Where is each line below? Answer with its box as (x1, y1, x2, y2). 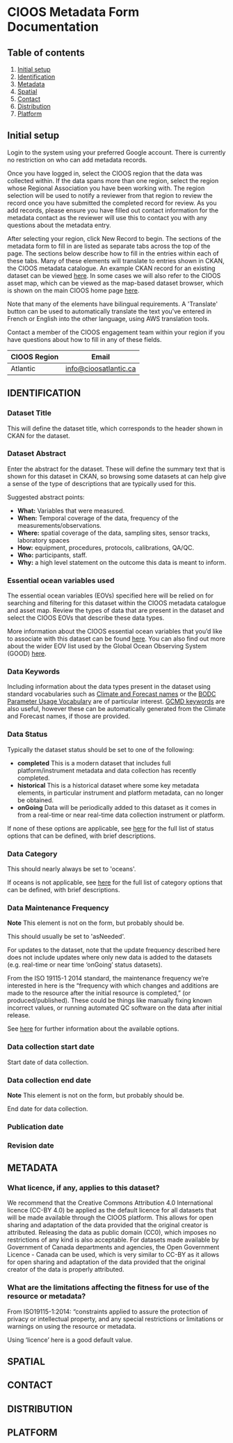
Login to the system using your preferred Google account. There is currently (7, 148, 226, 157)
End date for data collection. (7, 1105, 88, 1113)
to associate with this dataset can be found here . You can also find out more (7, 634, 226, 643)
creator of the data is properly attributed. (7, 1265, 124, 1274)
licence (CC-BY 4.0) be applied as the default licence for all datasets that (7, 1206, 217, 1215)
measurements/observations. (17, 521, 102, 529)
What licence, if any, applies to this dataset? (7, 1183, 160, 1193)
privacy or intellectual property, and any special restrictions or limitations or (7, 1314, 224, 1323)
